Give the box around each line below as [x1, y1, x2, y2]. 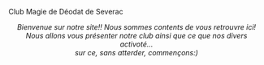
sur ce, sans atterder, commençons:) [74, 48, 199, 57]
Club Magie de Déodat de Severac [8, 7, 123, 16]
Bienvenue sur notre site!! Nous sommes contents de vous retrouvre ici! [16, 22, 257, 31]
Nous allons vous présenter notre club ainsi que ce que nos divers [25, 31, 248, 40]
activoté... [119, 39, 154, 49]
